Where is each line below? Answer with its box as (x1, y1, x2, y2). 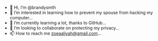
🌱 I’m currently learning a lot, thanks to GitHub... (9, 20, 106, 26)
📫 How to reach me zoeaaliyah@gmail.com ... (9, 30, 101, 36)
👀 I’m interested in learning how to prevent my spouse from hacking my (9, 10, 153, 15)
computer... (9, 15, 33, 20)
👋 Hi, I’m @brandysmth (9, 5, 56, 10)
